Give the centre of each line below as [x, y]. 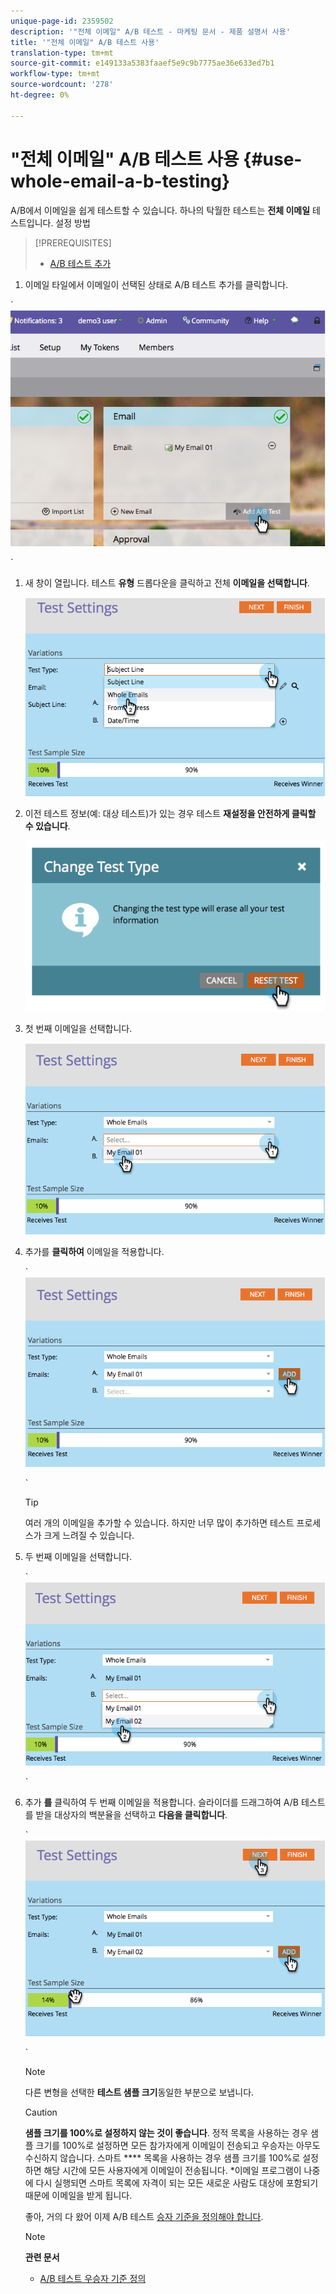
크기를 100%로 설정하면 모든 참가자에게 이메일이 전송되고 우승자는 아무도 [178, 2146]
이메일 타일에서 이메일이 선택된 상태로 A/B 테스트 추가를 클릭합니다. [156, 284]
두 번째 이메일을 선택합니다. [78, 1556]
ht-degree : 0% [40, 95]
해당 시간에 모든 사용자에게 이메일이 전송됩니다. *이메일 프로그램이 [172, 2171]
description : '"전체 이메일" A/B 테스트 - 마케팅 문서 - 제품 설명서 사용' [150, 31]
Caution [41, 2112]
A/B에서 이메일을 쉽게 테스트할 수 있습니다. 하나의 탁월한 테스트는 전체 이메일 [160, 210]
